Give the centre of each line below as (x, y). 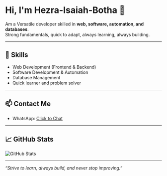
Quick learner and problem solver (46, 83)
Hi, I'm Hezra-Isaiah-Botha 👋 (65, 10)
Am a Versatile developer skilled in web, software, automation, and (75, 24)
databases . (17, 29)
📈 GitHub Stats (29, 139)
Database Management (36, 77)
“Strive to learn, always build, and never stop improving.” (64, 168)
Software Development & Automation (50, 72)
